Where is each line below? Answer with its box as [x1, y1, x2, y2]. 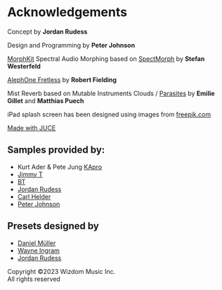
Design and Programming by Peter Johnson [7, 41, 136, 49]
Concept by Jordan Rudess [7, 27, 88, 36]
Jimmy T [17, 170, 44, 179]
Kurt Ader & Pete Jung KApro [17, 163, 103, 171]
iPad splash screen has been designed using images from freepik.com [7, 110, 211, 118]
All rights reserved [7, 275, 61, 283]
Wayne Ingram [17, 246, 60, 254]
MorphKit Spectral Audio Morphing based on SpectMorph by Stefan [7, 54, 205, 63]
